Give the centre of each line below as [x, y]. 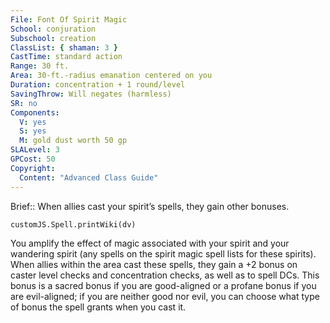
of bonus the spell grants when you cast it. [98, 307]
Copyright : [33, 168]
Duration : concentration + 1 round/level [98, 85]
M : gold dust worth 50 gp [73, 141]
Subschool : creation [53, 38]
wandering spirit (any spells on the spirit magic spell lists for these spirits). [163, 253]
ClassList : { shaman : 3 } [64, 47]
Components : [35, 112]
